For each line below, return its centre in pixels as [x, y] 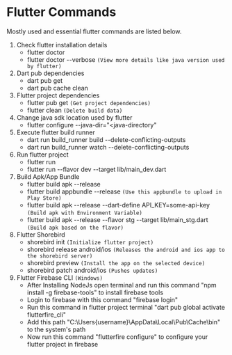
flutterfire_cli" [47, 315]
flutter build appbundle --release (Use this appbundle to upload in [124, 191]
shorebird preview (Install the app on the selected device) [116, 262]
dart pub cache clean [57, 88]
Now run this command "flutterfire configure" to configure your [117, 337]
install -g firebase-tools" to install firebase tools [95, 292]
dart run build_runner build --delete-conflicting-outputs [106, 139]
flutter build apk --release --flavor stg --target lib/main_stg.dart [118, 219]
